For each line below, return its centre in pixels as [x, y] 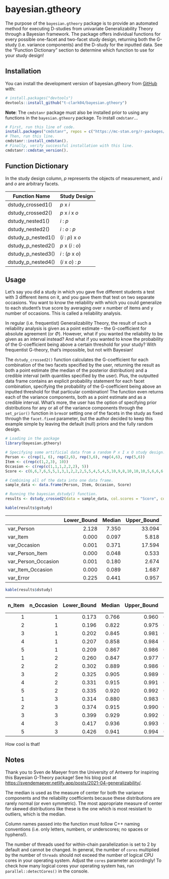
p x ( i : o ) [71, 246]
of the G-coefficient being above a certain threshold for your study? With [81, 344]
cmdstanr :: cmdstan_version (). [37, 150]
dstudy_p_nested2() [31, 246]
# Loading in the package [32, 439]
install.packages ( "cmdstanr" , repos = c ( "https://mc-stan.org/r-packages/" [86, 132]
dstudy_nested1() [29, 221]
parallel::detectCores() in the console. [47, 871]
